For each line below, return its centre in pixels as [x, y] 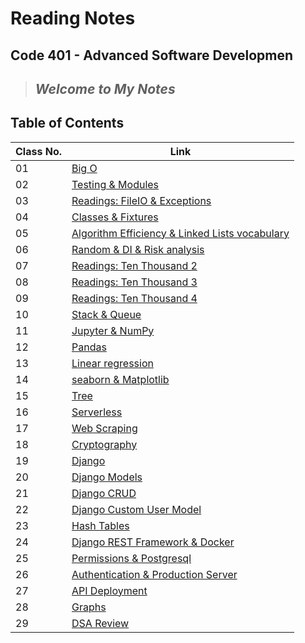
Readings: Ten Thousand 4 [134, 298]
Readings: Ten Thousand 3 [134, 282]
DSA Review [100, 623]
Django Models [107, 477]
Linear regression [112, 363]
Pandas [89, 347]
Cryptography [104, 444]
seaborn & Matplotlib [120, 379]
